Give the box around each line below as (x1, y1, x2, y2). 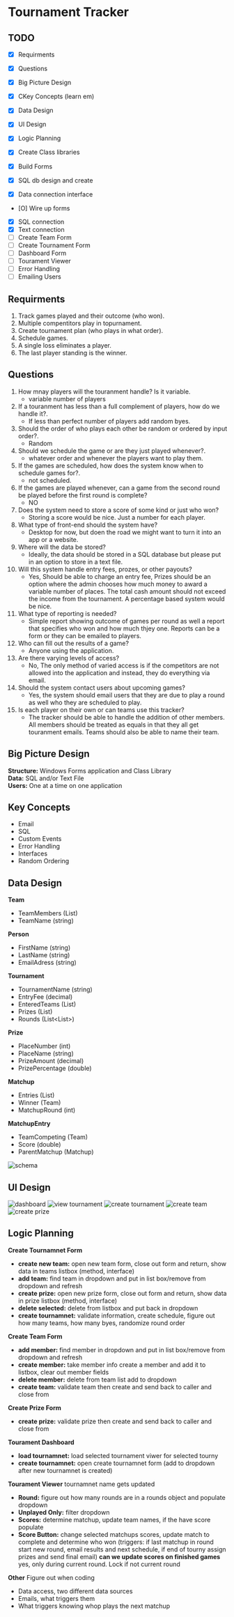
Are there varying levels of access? (17, 653, 120, 662)
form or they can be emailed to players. (28, 631, 142, 640)
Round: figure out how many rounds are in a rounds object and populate (17, 1493, 226, 1501)
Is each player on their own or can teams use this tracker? (17, 705, 185, 714)
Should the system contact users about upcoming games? (17, 683, 185, 692)
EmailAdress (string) (17, 959, 77, 967)
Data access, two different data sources (17, 1586, 133, 1595)
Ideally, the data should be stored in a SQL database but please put (28, 550, 221, 558)
